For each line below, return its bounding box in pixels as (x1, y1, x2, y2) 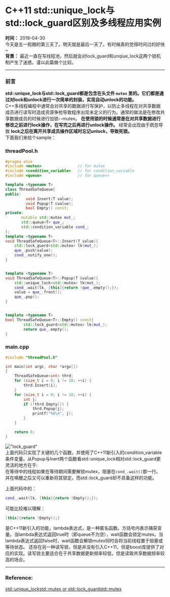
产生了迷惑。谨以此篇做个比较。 (9, 59, 76, 65)
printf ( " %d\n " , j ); (32, 411, 73, 416)
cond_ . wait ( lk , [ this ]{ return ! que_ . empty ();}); (14, 285, 119, 290)
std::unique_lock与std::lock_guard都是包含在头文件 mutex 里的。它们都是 (5, 90, 159, 97)
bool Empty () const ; (25, 206, 69, 211)
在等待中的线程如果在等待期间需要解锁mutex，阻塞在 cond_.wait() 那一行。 (5, 468, 161, 474)
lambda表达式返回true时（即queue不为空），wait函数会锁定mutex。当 (18, 531, 163, 537)
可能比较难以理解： (5, 505, 46, 511)
